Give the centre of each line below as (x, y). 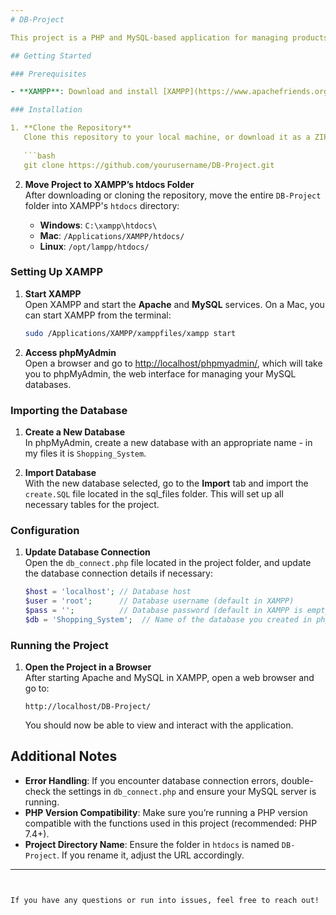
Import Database (60, 472)
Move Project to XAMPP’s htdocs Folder (109, 184)
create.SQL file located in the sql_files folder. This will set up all (154, 493)
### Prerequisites (48, 74)
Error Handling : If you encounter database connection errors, (152, 780)
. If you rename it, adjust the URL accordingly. (150, 855)
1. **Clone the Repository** (71, 128)
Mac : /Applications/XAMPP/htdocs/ (112, 235)
